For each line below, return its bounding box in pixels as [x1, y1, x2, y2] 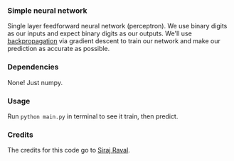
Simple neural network [7, 6, 87, 16]
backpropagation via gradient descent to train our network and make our [7, 37, 220, 45]
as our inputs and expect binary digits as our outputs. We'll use [7, 29, 192, 38]
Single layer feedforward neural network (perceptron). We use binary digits [7, 22, 228, 30]
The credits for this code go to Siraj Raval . [7, 146, 130, 155]
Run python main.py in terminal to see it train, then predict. [7, 112, 179, 121]
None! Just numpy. [7, 78, 63, 87]
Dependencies [7, 62, 59, 72]
